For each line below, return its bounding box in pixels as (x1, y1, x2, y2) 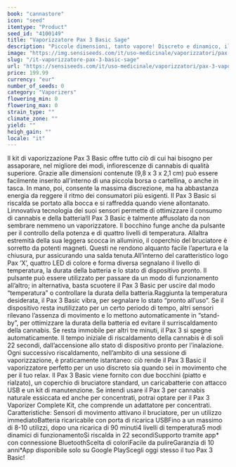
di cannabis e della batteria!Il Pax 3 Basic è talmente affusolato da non (7, 214, 211, 223)
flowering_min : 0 (7, 96, 58, 103)
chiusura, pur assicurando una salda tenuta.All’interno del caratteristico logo (7, 251, 228, 260)
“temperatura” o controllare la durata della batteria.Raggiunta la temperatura (7, 289, 228, 297)
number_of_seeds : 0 (7, 82, 65, 89)
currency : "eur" (7, 75, 55, 83)
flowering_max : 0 (7, 102, 58, 109)
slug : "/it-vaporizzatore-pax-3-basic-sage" (7, 56, 140, 63)
